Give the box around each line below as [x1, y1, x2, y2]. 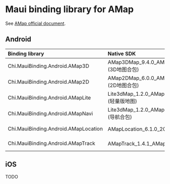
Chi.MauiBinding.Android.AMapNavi [8, 110, 93, 117]
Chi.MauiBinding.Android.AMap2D [8, 78, 90, 85]
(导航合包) [108, 113, 133, 120]
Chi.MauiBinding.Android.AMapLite [8, 94, 91, 101]
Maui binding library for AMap [5, 4, 134, 15]
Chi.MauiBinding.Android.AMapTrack [8, 139, 96, 146]
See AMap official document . [5, 20, 66, 26]
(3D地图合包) [108, 66, 139, 73]
